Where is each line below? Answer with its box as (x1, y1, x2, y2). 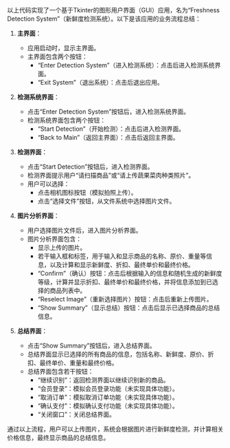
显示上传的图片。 (37, 244, 87, 251)
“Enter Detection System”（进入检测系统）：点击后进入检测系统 (37, 61, 215, 69)
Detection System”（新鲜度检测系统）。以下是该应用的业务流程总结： (7, 14, 201, 23)
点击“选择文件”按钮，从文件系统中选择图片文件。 (37, 197, 176, 205)
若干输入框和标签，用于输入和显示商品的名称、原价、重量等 (37, 252, 207, 260)
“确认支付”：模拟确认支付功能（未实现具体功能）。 (37, 402, 179, 409)
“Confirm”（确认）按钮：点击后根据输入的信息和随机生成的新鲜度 (37, 269, 222, 277)
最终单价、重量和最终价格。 (39, 359, 118, 367)
